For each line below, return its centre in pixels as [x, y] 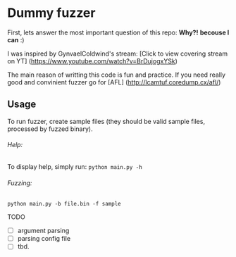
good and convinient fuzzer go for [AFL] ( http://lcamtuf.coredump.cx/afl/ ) [114, 82]
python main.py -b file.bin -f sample [64, 204]
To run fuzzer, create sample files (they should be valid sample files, [106, 121]
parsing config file [44, 239]
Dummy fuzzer [51, 13]
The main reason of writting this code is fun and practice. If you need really [117, 75]
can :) [16, 39]
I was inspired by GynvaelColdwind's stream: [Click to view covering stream [117, 54]
